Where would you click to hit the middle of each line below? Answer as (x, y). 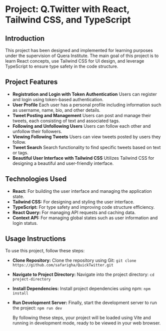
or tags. (20, 152)
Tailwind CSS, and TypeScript (68, 20)
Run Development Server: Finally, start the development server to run (85, 303)
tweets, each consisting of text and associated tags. (66, 121)
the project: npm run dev (37, 308)
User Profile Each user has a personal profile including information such (87, 105)
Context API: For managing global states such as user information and (85, 218)
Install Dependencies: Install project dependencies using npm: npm (81, 288)
